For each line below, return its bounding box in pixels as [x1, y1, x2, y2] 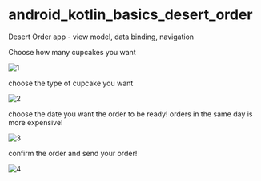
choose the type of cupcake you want [8, 78, 134, 88]
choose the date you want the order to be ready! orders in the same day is [8, 109, 254, 119]
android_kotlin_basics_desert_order [8, 6, 254, 24]
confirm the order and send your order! [8, 148, 138, 158]
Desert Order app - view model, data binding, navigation [8, 32, 195, 41]
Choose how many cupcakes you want [8, 47, 136, 57]
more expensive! [8, 117, 63, 127]
